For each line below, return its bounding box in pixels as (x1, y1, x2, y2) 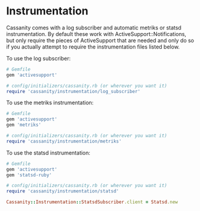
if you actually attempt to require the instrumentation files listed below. (6, 43, 180, 50)
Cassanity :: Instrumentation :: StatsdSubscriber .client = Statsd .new (6, 199, 178, 205)
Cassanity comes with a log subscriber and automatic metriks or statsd (6, 24, 181, 31)
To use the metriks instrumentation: (6, 99, 94, 106)
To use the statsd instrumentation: (6, 149, 91, 156)
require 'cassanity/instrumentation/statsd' (6, 188, 119, 194)
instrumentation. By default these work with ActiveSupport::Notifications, (6, 30, 187, 37)
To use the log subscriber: (6, 55, 71, 62)
